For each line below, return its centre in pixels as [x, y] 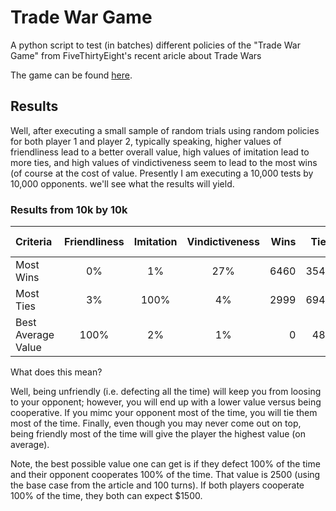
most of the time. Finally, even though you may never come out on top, [156, 423]
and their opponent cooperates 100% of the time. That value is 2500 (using [165, 475]
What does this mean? [56, 372]
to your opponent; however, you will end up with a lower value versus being [166, 402]
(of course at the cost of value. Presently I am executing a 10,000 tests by [162, 173]
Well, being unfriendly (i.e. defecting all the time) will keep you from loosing [166, 392]
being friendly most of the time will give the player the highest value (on [158, 434]
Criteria [34, 242]
